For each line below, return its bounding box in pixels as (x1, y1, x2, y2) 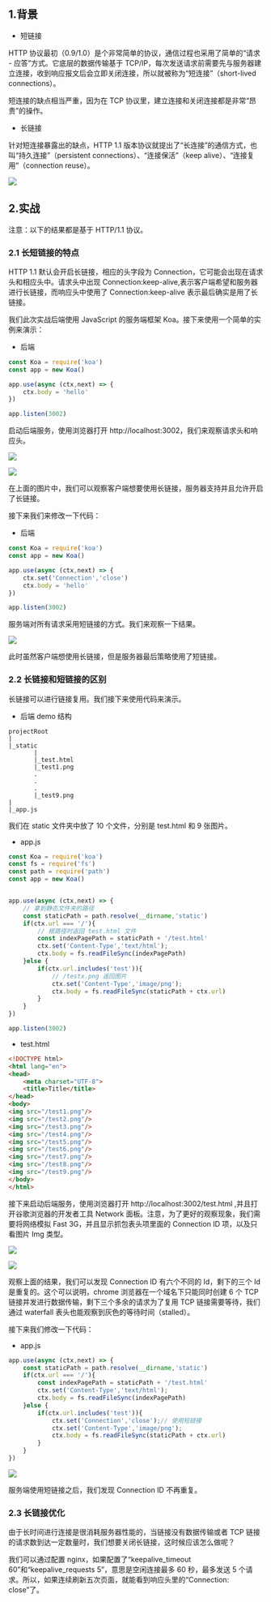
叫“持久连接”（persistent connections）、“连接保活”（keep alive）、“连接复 (8, 150, 255, 160)
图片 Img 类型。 (15, 1229, 68, 1239)
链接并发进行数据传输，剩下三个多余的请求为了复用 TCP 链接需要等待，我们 (8, 1296, 260, 1307)
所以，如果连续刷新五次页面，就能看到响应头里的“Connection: (22, 1575, 230, 1585)
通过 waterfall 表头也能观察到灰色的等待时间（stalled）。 (8, 1307, 195, 1317)
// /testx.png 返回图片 (51, 972, 127, 980)
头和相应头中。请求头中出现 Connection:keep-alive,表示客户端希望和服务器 (8, 276, 259, 286)
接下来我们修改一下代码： (8, 1324, 94, 1334)
